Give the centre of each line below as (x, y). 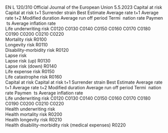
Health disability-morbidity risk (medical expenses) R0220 (66, 125)
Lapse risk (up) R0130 (28, 61)
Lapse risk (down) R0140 (31, 66)
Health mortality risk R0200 (34, 114)
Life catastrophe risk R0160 (33, 77)
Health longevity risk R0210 (34, 120)
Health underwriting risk (30, 109)
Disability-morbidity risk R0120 (37, 50)
